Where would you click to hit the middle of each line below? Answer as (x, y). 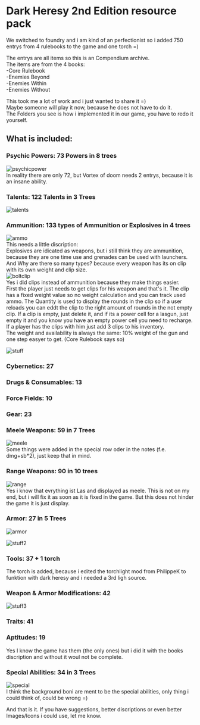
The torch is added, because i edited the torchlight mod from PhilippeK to (96, 571)
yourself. (17, 120)
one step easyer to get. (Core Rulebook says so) (65, 339)
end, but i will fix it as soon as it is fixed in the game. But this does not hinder (100, 497)
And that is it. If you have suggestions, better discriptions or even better (94, 709)
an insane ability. (27, 181)
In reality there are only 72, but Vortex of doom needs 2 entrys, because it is (100, 175)
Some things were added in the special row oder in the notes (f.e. (86, 449)
